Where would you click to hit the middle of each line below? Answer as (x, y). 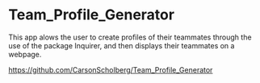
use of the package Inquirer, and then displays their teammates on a (122, 45)
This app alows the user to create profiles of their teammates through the (130, 37)
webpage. (25, 54)
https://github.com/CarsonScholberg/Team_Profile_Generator (111, 69)
